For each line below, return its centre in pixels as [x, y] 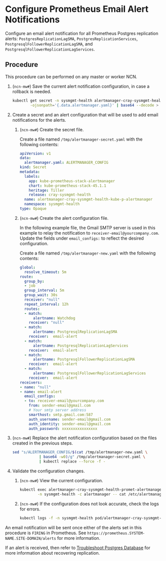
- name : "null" [35, 387]
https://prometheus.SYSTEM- [116, 533]
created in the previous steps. [42, 443]
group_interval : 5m [44, 291]
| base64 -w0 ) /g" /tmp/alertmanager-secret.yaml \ [92, 457]
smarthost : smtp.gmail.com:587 [61, 414]
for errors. [30, 509]
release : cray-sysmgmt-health [60, 195]
